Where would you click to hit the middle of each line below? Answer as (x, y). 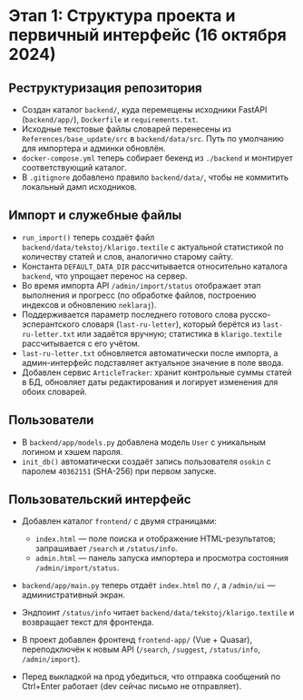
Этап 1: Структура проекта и (122, 16)
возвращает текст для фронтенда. (88, 622)
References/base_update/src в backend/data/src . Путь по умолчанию (153, 138)
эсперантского (51, 324)
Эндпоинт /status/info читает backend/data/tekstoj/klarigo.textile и (158, 613)
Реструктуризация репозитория (105, 88)
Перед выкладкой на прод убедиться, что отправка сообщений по (151, 676)
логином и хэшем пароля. (72, 451)
